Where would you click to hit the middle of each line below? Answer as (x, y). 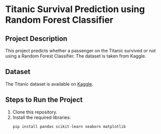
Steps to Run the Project (44, 100)
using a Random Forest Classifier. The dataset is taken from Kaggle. (76, 56)
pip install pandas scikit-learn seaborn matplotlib (69, 126)
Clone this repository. (35, 112)
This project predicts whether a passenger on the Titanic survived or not (80, 51)
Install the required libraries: (42, 117)
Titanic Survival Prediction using (75, 9)
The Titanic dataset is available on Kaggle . (49, 84)
